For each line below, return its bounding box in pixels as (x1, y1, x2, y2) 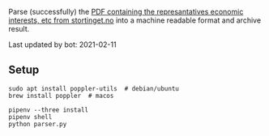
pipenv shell (8, 113, 53, 121)
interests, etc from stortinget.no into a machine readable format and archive (8, 15, 262, 25)
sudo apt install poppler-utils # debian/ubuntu (8, 84, 180, 92)
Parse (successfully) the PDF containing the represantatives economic (8, 7, 244, 16)
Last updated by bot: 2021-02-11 (8, 40, 117, 49)
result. (8, 24, 30, 33)
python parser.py (8, 120, 67, 128)
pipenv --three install (8, 105, 89, 114)
